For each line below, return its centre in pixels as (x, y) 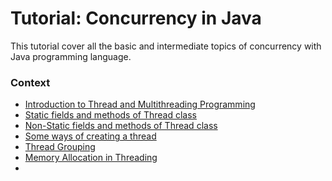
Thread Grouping (60, 147)
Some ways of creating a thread (90, 136)
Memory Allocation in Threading (91, 158)
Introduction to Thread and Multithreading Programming (140, 104)
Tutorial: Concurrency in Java (136, 18)
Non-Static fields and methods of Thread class (121, 126)
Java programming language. (71, 56)
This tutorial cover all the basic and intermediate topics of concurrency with (166, 46)
